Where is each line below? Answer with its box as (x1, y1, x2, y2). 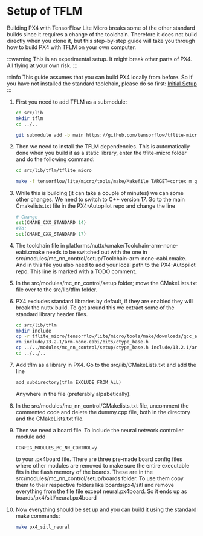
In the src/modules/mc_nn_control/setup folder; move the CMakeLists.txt (15, 279, 198, 286)
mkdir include (15, 328, 51, 334)
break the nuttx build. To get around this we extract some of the (15, 304, 175, 311)
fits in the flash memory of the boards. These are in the (15, 468, 153, 475)
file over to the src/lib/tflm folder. (15, 286, 98, 293)
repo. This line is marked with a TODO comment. (15, 268, 137, 275)
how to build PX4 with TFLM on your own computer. (7, 44, 137, 51)
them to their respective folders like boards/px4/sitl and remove (15, 481, 175, 488)
